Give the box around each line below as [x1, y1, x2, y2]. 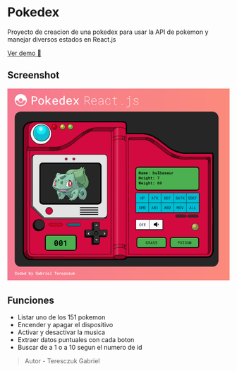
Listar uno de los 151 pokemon [17, 313, 106, 322]
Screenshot [7, 69, 60, 81]
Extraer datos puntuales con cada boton [17, 336, 135, 344]
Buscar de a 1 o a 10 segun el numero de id [17, 343, 142, 352]
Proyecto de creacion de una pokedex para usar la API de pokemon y [7, 28, 209, 36]
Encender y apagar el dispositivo [17, 321, 114, 329]
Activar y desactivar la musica [17, 328, 106, 336]
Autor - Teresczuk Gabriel [24, 357, 100, 365]
